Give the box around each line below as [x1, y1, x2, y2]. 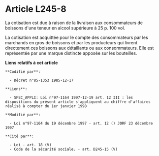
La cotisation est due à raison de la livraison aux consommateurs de [5, 20, 143, 26]
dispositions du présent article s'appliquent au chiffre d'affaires [5, 99, 151, 104]
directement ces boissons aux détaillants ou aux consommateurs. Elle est [5, 45, 154, 51]
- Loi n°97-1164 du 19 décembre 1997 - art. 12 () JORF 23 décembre [9, 121, 153, 126]
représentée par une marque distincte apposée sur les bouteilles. [5, 50, 137, 56]
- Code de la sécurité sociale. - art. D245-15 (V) [9, 147, 118, 152]
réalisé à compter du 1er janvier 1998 [5, 103, 87, 109]
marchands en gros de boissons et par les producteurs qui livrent [5, 39, 138, 45]
